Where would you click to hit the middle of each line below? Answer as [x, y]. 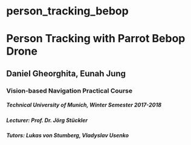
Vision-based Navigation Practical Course [70, 90]
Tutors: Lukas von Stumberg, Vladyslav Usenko [67, 135]
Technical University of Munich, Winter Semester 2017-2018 [84, 105]
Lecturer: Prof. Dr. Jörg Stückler [47, 120]
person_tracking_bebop [67, 11]
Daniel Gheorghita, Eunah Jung [66, 73]
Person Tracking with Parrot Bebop [96, 39]
